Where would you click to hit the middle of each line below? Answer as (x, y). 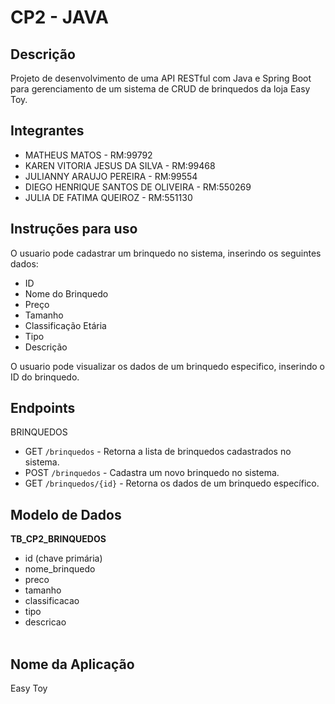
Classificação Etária (65, 325)
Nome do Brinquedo (66, 293)
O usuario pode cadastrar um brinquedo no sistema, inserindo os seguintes (166, 253)
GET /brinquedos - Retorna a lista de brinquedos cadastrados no (158, 452)
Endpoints (43, 408)
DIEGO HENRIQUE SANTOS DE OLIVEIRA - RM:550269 (138, 187)
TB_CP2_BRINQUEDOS (58, 539)
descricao (45, 622)
